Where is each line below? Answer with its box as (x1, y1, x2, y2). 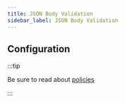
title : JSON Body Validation (7, 10, 93, 18)
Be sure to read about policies (7, 75, 95, 84)
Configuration (7, 43, 71, 55)
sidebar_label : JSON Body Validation (7, 17, 119, 24)
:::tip (7, 61, 20, 71)
